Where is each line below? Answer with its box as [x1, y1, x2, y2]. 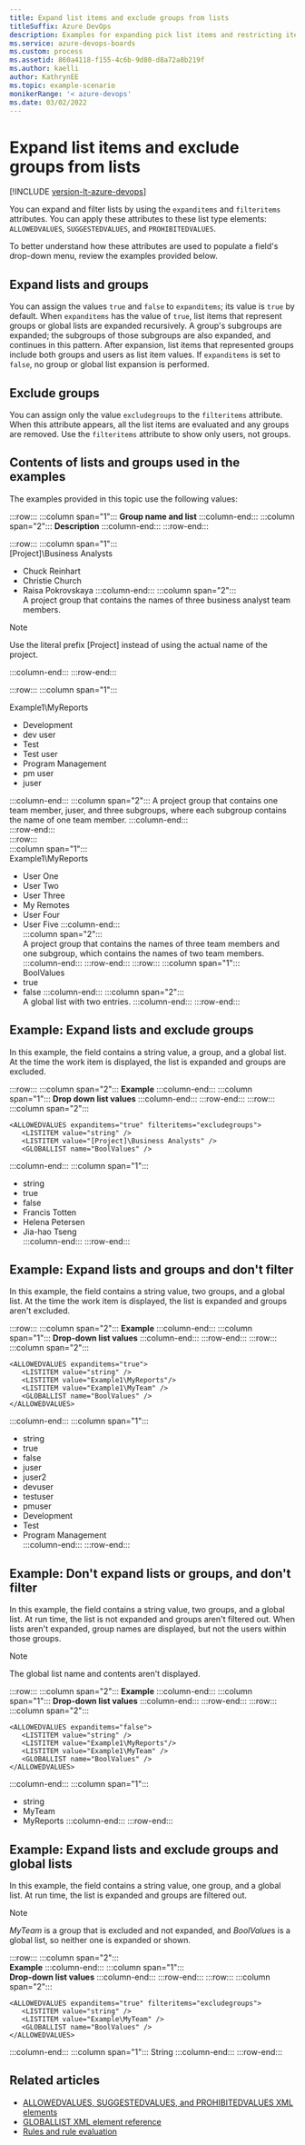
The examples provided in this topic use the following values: [9, 493, 239, 504]
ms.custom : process [9, 47, 84, 56]
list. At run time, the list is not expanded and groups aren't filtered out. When [9, 1614, 295, 1625]
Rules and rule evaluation [22, 2126, 118, 2137]
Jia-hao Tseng [22, 1226, 77, 1237]
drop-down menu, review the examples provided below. [9, 251, 218, 262]
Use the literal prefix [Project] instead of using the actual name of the [9, 639, 268, 650]
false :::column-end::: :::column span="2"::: [22, 986, 184, 997]
